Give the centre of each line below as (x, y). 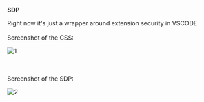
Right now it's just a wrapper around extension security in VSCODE (102, 23)
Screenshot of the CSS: (40, 38)
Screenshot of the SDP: (40, 79)
